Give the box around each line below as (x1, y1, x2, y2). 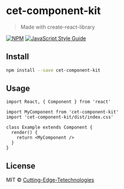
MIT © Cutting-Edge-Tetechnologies (6, 177, 95, 184)
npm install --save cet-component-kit (6, 67, 101, 73)
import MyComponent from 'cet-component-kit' (6, 109, 119, 115)
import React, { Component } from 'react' (6, 99, 111, 105)
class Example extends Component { (6, 125, 93, 130)
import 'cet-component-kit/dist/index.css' (6, 114, 114, 121)
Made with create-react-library (20, 23, 95, 30)
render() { (11, 130, 38, 136)
